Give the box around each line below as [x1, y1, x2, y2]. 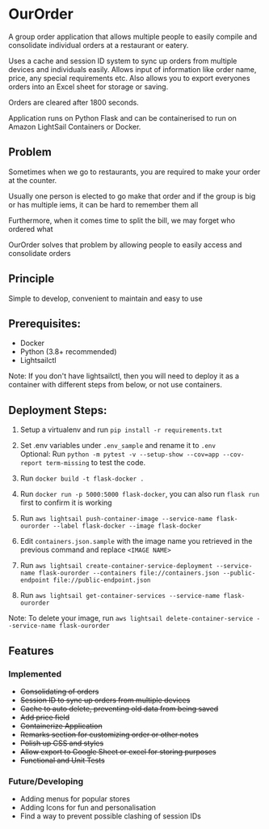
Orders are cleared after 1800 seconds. [8, 97, 139, 107]
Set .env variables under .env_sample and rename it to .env [19, 441, 216, 451]
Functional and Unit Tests [19, 755, 105, 765]
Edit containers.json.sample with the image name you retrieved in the [19, 536, 253, 546]
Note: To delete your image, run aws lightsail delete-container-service [8, 613, 254, 623]
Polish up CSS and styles [19, 738, 104, 748]
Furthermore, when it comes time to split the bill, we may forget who [8, 216, 236, 225]
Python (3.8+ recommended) [19, 347, 117, 357]
